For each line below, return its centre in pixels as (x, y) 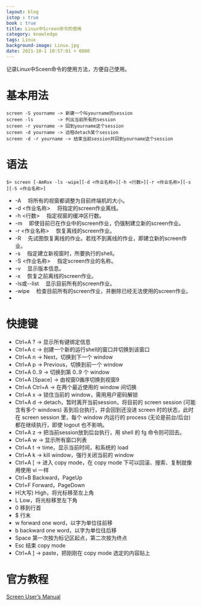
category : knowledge (32, 34)
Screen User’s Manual (34, 596)
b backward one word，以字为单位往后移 (66, 530)
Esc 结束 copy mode (40, 545)
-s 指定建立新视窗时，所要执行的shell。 (66, 253)
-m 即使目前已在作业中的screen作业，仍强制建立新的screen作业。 (99, 223)
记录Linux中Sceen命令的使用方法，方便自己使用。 (68, 69)
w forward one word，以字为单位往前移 (64, 523)
